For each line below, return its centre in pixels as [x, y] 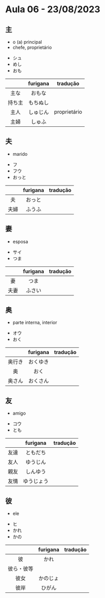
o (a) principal [27, 42]
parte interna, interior [35, 322]
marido [20, 154]
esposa [20, 241]
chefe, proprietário [32, 47]
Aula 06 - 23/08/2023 [53, 9]
